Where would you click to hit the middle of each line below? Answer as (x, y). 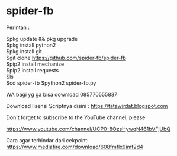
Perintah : (18, 27)
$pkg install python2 (31, 45)
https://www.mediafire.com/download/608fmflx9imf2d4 (75, 147)
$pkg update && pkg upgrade (42, 39)
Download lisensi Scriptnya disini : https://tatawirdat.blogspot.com (87, 106)
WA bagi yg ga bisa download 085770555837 (62, 94)
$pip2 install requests (33, 70)
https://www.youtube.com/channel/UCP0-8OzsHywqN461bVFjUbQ (89, 129)
